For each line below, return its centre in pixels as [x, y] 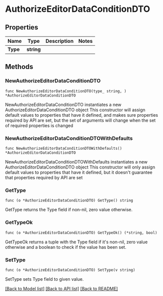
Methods [19, 67]
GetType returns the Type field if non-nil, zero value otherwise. [69, 210]
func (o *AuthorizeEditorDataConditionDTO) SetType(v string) [70, 270]
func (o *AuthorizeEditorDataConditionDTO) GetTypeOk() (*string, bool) [81, 232]
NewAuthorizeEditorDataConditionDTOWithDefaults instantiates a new [76, 162]
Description [60, 41]
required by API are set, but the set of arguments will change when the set [81, 120]
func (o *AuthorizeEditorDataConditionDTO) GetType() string [69, 200]
